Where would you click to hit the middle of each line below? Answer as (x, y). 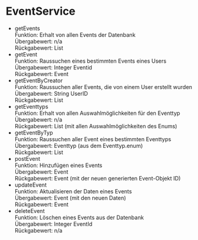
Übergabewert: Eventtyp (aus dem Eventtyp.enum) (79, 145)
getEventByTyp (34, 133)
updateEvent (31, 185)
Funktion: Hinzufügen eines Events (58, 165)
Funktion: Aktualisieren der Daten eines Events (73, 191)
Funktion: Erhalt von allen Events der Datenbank (75, 34)
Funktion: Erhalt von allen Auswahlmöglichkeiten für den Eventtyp (97, 113)
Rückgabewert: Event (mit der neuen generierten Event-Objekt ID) (97, 178)
